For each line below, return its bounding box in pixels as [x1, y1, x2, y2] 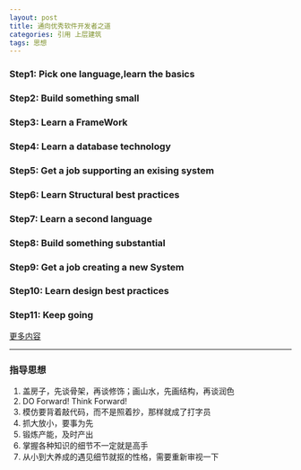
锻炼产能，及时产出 [21, 429, 94, 440]
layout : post [9, 13, 58, 22]
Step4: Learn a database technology [9, 140, 172, 153]
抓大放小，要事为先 [21, 418, 94, 429]
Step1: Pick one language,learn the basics [9, 68, 195, 81]
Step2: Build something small [9, 92, 140, 104]
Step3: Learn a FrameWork [9, 116, 128, 129]
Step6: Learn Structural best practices [9, 188, 180, 200]
